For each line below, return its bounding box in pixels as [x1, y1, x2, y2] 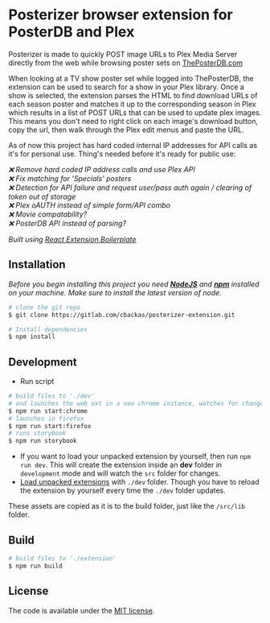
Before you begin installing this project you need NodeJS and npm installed [8, 279, 260, 289]
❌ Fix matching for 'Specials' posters [8, 173, 132, 183]
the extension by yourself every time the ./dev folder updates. [19, 485, 227, 496]
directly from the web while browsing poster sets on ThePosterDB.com [8, 58, 243, 68]
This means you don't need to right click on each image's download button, [8, 116, 259, 126]
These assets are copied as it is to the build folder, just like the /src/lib [8, 501, 245, 511]
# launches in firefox [8, 415, 84, 423]
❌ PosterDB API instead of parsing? [8, 218, 127, 228]
